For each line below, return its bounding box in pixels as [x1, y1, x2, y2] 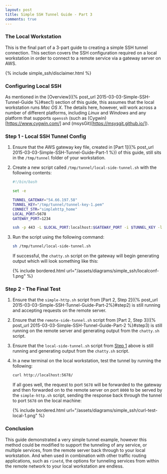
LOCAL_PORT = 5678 [12, 211, 46, 216]
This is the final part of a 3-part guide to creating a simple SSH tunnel [5, 44, 148, 50]
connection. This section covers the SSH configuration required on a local [5, 49, 157, 55]
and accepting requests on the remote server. [12, 308, 107, 314]
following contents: [12, 170, 52, 176]
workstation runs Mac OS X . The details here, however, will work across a [5, 104, 157, 110]
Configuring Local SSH [5, 82, 62, 89]
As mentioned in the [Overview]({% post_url [5, 93, 96, 100]
